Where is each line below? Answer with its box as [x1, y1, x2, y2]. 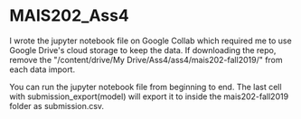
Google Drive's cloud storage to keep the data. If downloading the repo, [9, 44, 277, 55]
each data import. [9, 64, 75, 75]
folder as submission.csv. [9, 100, 105, 111]
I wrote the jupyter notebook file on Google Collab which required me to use [9, 35, 292, 46]
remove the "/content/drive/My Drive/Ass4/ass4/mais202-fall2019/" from [9, 54, 283, 65]
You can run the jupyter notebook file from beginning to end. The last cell [9, 81, 282, 92]
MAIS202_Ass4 [9, 5, 129, 26]
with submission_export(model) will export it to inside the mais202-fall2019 [9, 91, 289, 102]
